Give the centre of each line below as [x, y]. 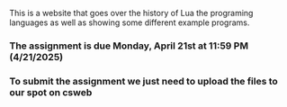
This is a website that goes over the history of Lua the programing [131, 13]
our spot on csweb [51, 92]
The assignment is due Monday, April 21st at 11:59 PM [129, 46]
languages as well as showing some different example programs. [130, 22]
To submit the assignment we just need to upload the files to [144, 81]
